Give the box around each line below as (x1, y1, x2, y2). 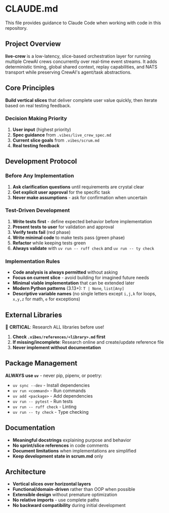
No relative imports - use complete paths (12, 497, 99, 503)
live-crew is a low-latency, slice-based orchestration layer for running (5, 53, 151, 59)
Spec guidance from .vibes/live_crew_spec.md (12, 132, 111, 138)
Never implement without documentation (12, 344, 101, 350)
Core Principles (5, 84, 55, 92)
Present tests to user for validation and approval (12, 224, 115, 230)
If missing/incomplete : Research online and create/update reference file (12, 339, 164, 345)
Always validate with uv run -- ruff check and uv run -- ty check (12, 245, 154, 251)
